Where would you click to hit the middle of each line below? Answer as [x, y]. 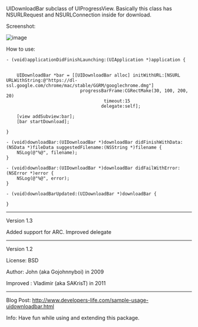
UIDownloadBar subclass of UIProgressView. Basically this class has [89, 9]
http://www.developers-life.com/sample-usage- [90, 300]
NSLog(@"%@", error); [43, 179]
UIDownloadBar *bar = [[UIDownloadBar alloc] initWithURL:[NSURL [99, 75]
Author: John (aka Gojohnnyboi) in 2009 [55, 272]
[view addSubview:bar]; [46, 117]
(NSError [17, 173]
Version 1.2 [20, 249]
